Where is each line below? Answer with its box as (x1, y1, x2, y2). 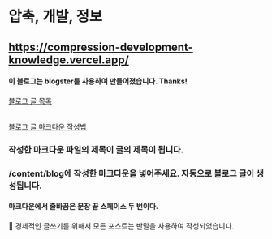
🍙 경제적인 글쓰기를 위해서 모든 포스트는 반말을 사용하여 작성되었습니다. (8, 220, 234, 231)
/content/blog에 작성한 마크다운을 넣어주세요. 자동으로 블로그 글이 (8, 168, 254, 179)
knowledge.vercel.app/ (8, 53, 130, 66)
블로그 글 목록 (8, 96, 53, 105)
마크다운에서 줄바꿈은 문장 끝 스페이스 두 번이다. (8, 202, 159, 211)
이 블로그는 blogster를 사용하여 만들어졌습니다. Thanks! (8, 76, 188, 86)
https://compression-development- (8, 40, 193, 53)
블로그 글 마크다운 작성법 (8, 122, 87, 131)
